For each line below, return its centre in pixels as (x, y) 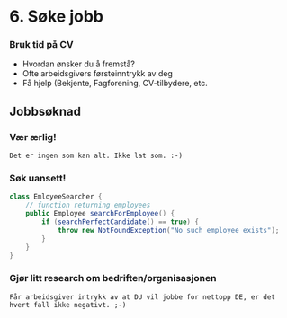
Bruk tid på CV (41, 45)
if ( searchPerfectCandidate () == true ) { (121, 222)
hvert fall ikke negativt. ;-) (68, 305)
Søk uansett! (38, 179)
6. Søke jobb (56, 17)
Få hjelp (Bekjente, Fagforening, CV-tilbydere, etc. (115, 84)
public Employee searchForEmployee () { (100, 214)
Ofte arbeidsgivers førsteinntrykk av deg (97, 74)
